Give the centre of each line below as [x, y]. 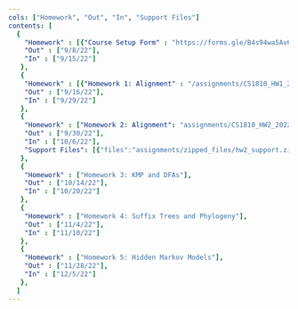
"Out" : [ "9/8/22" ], [62, 51]
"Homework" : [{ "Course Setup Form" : [96, 42]
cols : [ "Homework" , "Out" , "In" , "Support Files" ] [104, 17]
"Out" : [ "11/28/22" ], [66, 266]
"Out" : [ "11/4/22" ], [64, 224]
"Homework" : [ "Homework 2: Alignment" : [100, 126]
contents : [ [30, 26]
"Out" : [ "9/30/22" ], [64, 134]
